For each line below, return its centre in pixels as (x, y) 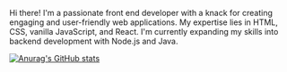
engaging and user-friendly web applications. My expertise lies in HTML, (143, 22)
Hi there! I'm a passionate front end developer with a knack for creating (141, 13)
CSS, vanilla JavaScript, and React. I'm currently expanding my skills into (144, 32)
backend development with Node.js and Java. (94, 41)
